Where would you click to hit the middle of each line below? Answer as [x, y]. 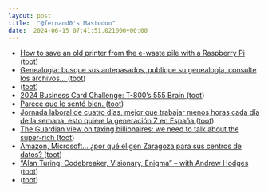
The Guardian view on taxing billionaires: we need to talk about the [129, 129]
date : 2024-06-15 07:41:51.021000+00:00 [78, 30]
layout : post [30, 16]
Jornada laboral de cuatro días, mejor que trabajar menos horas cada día [140, 112]
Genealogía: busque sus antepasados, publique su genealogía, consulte [138, 70]
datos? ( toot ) [41, 155]
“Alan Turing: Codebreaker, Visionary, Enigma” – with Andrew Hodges [134, 163]
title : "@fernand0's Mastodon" [62, 23]
